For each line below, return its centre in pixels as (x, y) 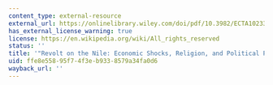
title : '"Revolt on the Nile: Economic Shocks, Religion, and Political (134, 53)
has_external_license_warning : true (70, 31)
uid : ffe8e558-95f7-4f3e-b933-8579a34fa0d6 (83, 62)
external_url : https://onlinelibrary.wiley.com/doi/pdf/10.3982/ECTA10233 (138, 23)
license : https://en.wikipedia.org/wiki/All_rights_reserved (114, 38)
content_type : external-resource (65, 16)
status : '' (27, 46)
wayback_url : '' (36, 69)
